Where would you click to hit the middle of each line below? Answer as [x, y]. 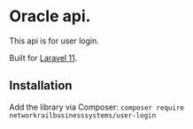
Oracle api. [50, 16]
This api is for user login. [54, 41]
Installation [41, 86]
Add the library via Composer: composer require [96, 107]
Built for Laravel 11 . [43, 57]
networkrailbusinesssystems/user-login [83, 115]
